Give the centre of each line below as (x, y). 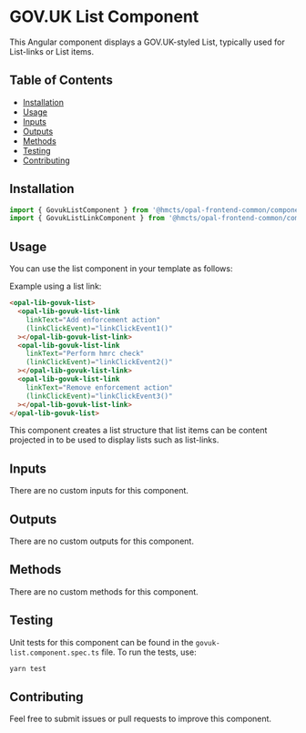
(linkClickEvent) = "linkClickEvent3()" (99, 396)
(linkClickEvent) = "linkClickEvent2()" (99, 362)
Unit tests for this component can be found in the (102, 642)
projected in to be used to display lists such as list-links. (114, 440)
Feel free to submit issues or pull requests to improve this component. (140, 719)
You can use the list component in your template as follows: (121, 269)
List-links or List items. (52, 51)
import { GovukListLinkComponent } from (87, 219)
